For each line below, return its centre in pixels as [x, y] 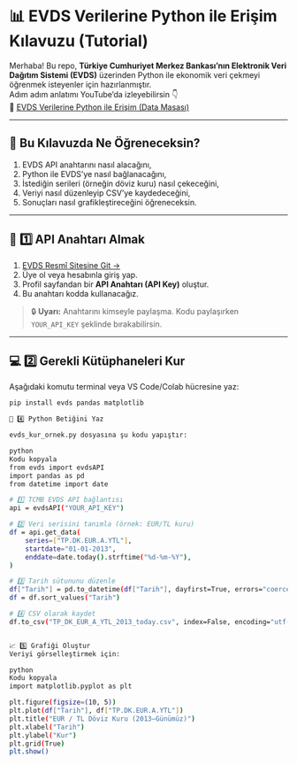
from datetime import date [59, 484]
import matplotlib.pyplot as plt [71, 686]
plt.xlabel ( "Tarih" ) [47, 727]
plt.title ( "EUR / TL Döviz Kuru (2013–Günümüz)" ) [103, 719]
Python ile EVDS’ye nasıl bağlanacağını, [94, 174]
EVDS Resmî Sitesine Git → [71, 265]
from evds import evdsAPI [57, 467]
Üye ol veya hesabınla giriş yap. [80, 274]
